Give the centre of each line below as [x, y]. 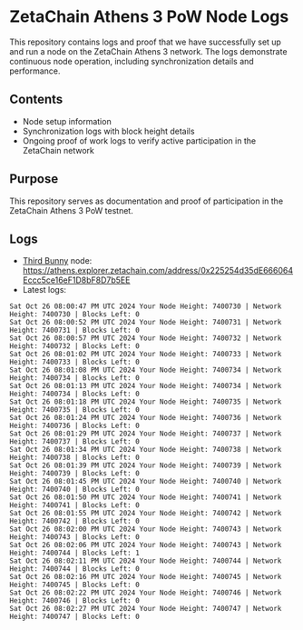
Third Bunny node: [57, 261]
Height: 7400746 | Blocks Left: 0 [75, 601]
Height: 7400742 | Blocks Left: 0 [75, 521]
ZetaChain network [59, 150]
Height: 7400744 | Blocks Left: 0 [75, 569]
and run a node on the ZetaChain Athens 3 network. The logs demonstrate [148, 51]
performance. [35, 71]
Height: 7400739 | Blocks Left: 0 [75, 474]
